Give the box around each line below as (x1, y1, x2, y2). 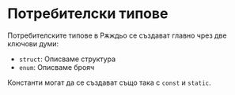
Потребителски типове (7, 5, 169, 23)
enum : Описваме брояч (18, 62, 95, 71)
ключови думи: (7, 38, 59, 48)
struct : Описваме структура (18, 54, 116, 64)
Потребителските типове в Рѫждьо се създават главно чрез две (7, 31, 227, 40)
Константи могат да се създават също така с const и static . (7, 78, 211, 87)
